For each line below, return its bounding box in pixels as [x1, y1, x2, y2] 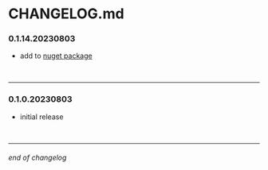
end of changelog [8, 153, 67, 163]
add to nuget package [19, 51, 93, 60]
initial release [19, 112, 64, 122]
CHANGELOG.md [8, 5, 125, 23]
